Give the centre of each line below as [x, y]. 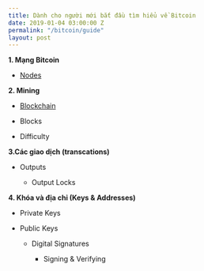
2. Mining [24, 91]
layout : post [30, 38]
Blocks [30, 121]
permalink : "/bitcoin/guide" [56, 30]
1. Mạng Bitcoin [34, 60]
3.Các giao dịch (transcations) [59, 152]
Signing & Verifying [74, 259]
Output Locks [53, 183]
